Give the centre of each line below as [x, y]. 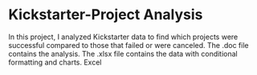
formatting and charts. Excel [55, 62]
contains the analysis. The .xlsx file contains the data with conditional [123, 53]
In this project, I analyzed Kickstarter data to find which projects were [123, 37]
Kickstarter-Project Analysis [106, 15]
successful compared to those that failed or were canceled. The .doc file [128, 45]
